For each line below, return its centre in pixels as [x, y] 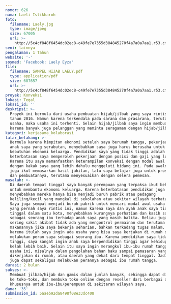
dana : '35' [17, 289]
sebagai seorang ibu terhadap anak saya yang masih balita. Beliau [83, 218]
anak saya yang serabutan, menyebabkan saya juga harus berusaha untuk [88, 147]
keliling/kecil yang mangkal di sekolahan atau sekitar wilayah [79, 199]
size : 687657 [24, 81]
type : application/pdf [34, 76]
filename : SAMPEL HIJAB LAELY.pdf [46, 72]
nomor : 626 [17, 10]
